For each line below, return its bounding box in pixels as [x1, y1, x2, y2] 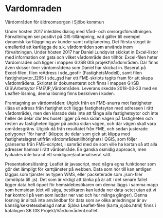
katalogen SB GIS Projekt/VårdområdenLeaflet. [5, 207, 99, 213]
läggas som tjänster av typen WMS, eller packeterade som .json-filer [5, 171, 143, 177]
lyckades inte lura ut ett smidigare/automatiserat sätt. [5, 151, 112, 157]
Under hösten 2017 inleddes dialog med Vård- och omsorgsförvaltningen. [5, 28, 152, 34]
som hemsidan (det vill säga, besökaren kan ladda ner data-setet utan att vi [5, 187, 157, 193]
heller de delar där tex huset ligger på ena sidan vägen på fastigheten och [5, 115, 153, 121]
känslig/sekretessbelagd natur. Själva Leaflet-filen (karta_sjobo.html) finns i [5, 202, 156, 208]
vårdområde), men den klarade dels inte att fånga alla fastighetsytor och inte [5, 110, 159, 116]
